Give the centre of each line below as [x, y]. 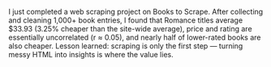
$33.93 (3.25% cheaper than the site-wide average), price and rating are [131, 29]
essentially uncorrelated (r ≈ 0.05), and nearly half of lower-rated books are [135, 37]
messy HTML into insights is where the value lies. [91, 54]
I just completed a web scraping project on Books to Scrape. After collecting [136, 12]
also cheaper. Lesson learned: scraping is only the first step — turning [126, 46]
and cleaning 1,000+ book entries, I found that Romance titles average [126, 20]
